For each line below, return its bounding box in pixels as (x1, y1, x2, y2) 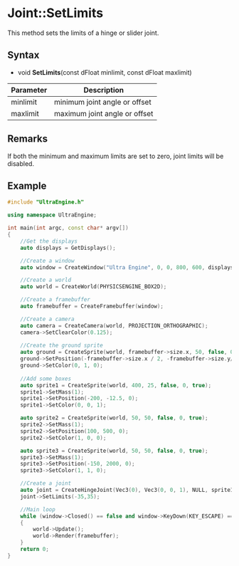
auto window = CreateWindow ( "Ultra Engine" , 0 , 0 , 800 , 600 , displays (20, 263, 234, 271)
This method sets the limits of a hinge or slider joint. (7, 28, 159, 37)
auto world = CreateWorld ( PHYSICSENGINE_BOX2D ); (20, 283, 167, 290)
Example (7, 179, 47, 192)
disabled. (7, 159, 34, 168)
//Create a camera (20, 315, 75, 323)
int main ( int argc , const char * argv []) (7, 224, 129, 232)
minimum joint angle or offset (53, 97, 152, 107)
